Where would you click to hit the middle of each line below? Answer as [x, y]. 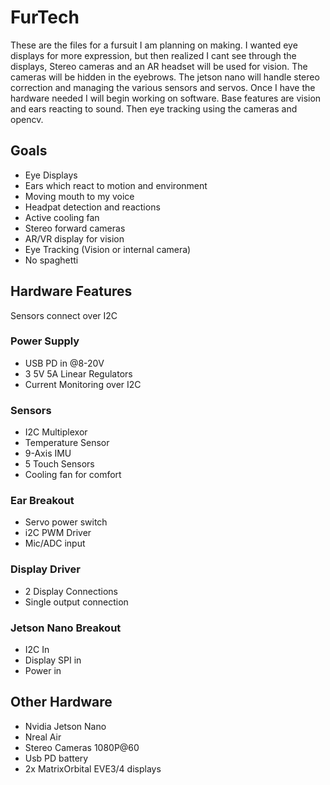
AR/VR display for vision [74, 238]
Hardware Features [71, 291]
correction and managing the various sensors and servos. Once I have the [163, 87]
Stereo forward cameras [75, 228]
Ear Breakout [42, 501]
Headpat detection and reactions [92, 207]
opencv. [27, 119]
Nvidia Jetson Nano [65, 726]
